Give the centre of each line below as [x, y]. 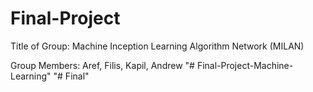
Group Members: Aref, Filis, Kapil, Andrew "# [102, 65]
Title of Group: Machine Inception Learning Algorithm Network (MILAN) [157, 46]
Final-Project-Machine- [245, 65]
